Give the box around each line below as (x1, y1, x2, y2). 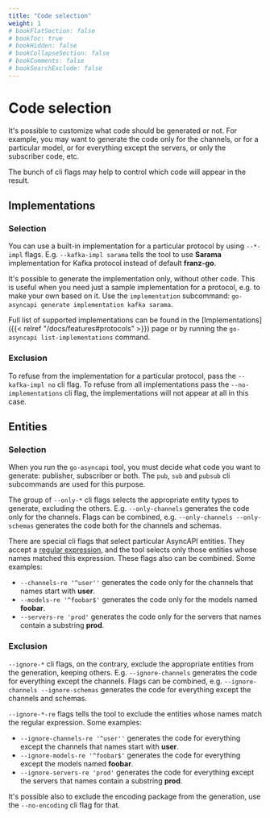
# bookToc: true (8, 34, 63, 43)
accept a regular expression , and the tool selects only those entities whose (8, 545, 257, 554)
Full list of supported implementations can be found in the (8, 315, 200, 325)
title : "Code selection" (8, 11, 92, 20)
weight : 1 (8, 19, 42, 27)
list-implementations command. (40, 332, 151, 343)
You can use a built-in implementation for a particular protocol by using (8, 241, 245, 251)
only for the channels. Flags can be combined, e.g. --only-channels (8, 513, 233, 522)
